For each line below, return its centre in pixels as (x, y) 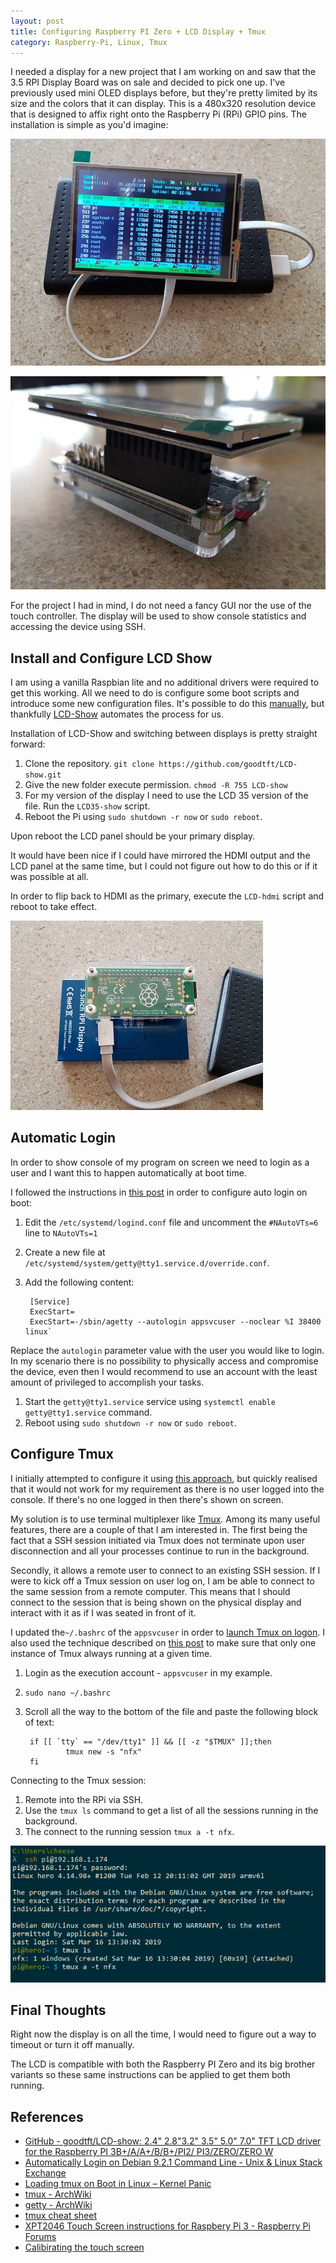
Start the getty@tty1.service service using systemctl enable (150, 1401)
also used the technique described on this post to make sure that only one (163, 1642)
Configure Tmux (62, 1454)
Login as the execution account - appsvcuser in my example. (148, 1672)
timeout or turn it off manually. (72, 2045)
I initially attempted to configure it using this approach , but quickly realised (164, 1478)
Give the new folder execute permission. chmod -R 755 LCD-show (156, 785)
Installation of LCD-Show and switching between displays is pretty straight (164, 734)
